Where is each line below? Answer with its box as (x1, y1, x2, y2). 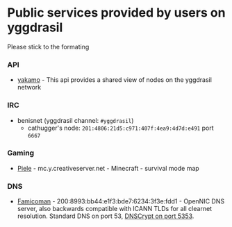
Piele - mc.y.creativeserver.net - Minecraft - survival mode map (17, 164, 199, 172)
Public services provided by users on (7, 5, 226, 21)
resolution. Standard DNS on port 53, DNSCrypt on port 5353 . (17, 212, 194, 220)
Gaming (7, 148, 35, 158)
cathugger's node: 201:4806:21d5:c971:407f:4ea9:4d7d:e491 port (27, 124, 214, 132)
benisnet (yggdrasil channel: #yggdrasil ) (17, 116, 134, 124)
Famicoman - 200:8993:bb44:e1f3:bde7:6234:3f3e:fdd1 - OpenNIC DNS (17, 197, 224, 205)
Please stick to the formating (7, 42, 90, 51)
